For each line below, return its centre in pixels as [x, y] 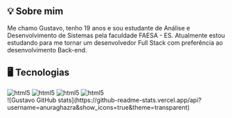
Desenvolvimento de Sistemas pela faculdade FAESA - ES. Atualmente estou [116, 35]
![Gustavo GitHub [32, 100]
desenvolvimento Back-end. [47, 50]
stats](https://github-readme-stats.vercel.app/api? [130, 100]
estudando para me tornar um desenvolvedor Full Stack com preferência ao [115, 42]
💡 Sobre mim [35, 11]
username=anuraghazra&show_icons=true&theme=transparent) [99, 107]
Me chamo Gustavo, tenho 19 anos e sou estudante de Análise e [99, 28]
